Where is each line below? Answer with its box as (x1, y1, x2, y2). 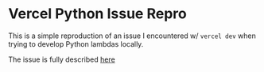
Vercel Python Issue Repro (8, 5, 187, 23)
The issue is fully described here (8, 55, 115, 64)
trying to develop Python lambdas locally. (8, 39, 144, 48)
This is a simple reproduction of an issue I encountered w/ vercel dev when (8, 31, 256, 40)
